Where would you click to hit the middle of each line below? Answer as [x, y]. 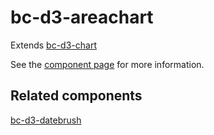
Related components [76, 96]
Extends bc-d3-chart [53, 45]
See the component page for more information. [107, 64]
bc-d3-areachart [82, 17]
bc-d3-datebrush [46, 120]
